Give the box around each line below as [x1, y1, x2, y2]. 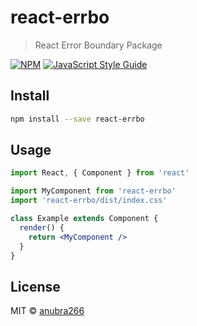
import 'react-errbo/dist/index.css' [10, 196, 168, 206]
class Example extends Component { [10, 214, 159, 224]
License [10, 278, 61, 295]
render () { [19, 222, 65, 233]
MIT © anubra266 [10, 305, 85, 317]
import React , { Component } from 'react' [10, 168, 190, 178]
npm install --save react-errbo [10, 114, 145, 124]
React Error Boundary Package [34, 39, 163, 51]
